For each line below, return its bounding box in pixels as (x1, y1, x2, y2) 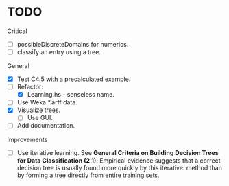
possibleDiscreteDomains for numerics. (16, 40, 129, 48)
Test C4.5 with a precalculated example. (16, 75, 131, 83)
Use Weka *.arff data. (16, 98, 77, 106)
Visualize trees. (16, 106, 61, 114)
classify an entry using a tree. (16, 48, 101, 56)
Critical (7, 27, 27, 35)
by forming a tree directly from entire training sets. (16, 171, 160, 179)
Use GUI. (27, 114, 53, 122)
